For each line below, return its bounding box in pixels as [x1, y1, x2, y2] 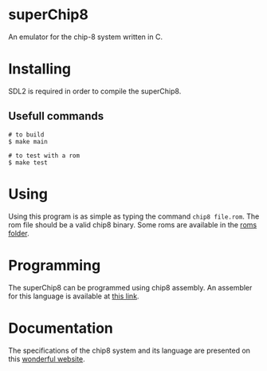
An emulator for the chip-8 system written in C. [8, 32, 163, 41]
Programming [8, 256, 101, 274]
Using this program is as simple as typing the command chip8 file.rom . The [8, 211, 260, 221]
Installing [8, 60, 72, 78]
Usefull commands [8, 109, 104, 123]
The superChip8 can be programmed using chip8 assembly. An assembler [8, 282, 253, 292]
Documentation [8, 319, 114, 337]
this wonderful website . [8, 353, 85, 364]
